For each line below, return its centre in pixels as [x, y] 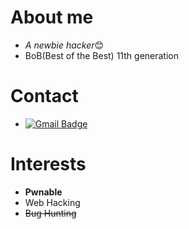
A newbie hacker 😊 [64, 45]
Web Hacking [52, 202]
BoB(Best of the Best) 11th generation [101, 55]
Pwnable [43, 192]
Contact [44, 96]
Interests [48, 164]
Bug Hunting [50, 213]
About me [52, 17]
